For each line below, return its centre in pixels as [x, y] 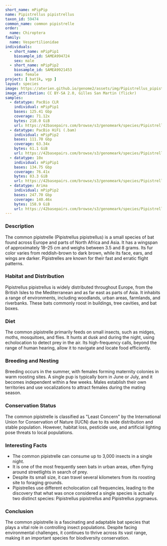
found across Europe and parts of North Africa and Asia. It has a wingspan [82, 242]
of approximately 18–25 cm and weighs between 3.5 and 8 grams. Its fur [79, 247]
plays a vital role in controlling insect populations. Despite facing [71, 528]
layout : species [22, 84]
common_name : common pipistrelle [40, 24]
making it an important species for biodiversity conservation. [67, 538]
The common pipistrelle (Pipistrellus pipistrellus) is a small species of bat [80, 237]
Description [20, 226]
